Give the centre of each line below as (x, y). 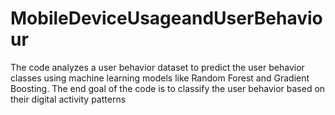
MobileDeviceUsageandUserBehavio (166, 18)
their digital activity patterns (68, 99)
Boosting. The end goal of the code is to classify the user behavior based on (168, 88)
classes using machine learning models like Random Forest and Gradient (160, 78)
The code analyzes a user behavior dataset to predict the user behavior (157, 67)
